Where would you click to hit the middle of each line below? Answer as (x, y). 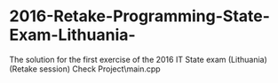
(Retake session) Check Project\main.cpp (85, 69)
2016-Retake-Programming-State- (140, 16)
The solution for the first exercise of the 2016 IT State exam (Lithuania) (139, 59)
